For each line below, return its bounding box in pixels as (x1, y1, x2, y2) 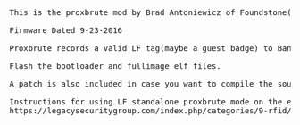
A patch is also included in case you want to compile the (9, 79, 274, 88)
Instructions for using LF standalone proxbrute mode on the (9, 97, 283, 106)
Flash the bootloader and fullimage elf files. (9, 62, 221, 71)
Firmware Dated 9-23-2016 (9, 26, 123, 35)
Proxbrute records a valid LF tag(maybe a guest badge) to (9, 44, 274, 53)
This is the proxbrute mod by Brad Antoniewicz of (9, 8, 236, 17)
